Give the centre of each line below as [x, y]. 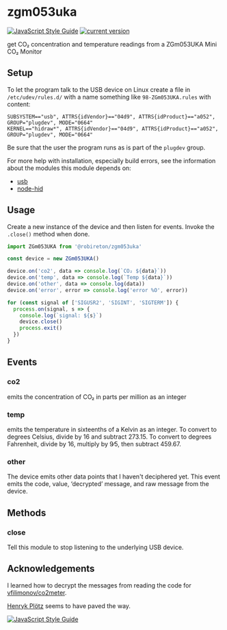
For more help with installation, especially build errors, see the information [111, 160]
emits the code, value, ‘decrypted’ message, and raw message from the [108, 484]
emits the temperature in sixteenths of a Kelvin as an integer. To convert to [112, 429]
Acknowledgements [51, 569]
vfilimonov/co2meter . [37, 592]
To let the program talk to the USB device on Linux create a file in [99, 89]
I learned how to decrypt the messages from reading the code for [99, 585]
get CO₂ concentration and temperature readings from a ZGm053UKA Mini [112, 44]
